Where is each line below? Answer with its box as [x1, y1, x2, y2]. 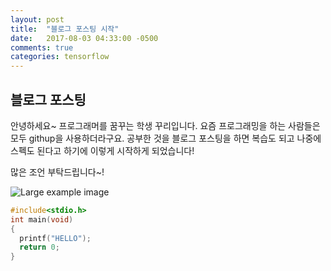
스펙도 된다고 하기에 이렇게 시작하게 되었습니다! [10, 144, 195, 156]
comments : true [10, 42, 74, 53]
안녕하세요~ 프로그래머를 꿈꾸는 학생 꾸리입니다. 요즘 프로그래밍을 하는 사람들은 [10, 119, 321, 131]
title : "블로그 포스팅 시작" [10, 24, 120, 34]
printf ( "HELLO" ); [19, 233, 92, 243]
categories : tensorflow [10, 52, 110, 62]
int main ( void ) [10, 214, 74, 225]
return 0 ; [19, 242, 60, 253]
